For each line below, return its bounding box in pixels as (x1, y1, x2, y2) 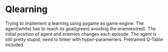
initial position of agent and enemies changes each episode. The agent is (5, 31, 157, 37)
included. (5, 41, 25, 47)
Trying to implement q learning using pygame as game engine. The (5, 20, 144, 26)
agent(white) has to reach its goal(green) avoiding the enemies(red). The (5, 25, 156, 31)
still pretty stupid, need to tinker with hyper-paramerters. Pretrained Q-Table (5, 36, 163, 42)
